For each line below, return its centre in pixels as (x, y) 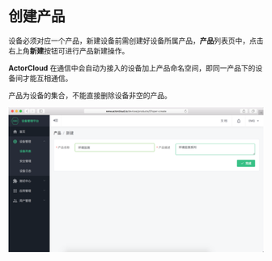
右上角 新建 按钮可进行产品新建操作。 (69, 50)
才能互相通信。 (47, 78)
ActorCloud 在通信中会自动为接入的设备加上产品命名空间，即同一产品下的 (132, 68)
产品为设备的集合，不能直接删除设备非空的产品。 (90, 95)
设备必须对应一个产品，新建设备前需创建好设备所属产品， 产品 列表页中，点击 (136, 41)
